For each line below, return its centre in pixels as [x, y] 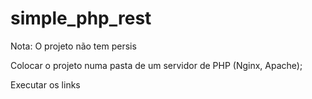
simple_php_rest [81, 18]
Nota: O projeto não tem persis [73, 46]
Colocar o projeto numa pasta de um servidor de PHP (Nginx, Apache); [156, 65]
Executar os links [45, 84]
